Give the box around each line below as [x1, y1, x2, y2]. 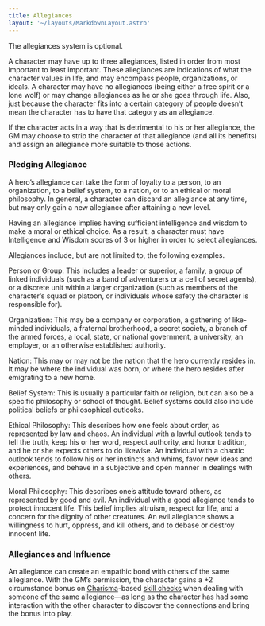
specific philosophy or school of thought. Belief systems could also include [8, 396, 254, 406]
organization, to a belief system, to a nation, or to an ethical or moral [8, 185, 232, 195]
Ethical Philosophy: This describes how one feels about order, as [8, 420, 220, 430]
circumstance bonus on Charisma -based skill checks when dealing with [8, 584, 244, 593]
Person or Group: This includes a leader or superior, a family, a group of [8, 266, 244, 275]
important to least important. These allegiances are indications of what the [8, 64, 252, 74]
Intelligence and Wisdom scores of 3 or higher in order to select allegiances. [8, 235, 258, 244]
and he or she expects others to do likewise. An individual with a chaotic [8, 445, 244, 455]
